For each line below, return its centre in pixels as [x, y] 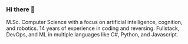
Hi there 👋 [21, 9]
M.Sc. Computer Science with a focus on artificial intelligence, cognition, [94, 22]
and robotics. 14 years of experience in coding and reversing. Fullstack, [93, 28]
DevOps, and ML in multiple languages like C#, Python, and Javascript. [92, 35]
